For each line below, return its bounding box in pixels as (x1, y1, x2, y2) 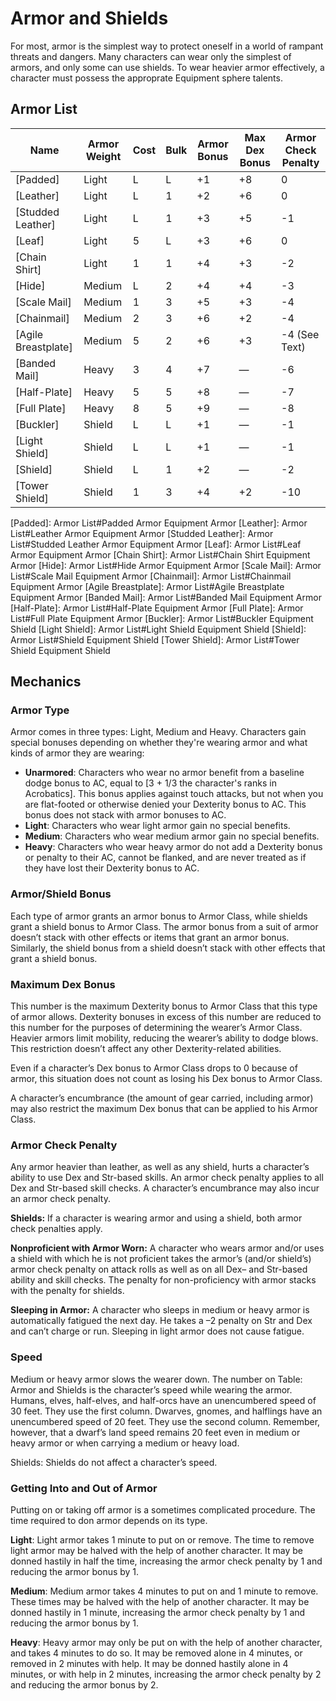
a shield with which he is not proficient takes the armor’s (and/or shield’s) (10, 1253, 312, 1265)
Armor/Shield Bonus (10, 887, 112, 901)
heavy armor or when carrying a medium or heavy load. (10, 1437, 240, 1449)
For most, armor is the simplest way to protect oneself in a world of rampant (10, 40, 324, 52)
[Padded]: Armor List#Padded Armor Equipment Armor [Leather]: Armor (10, 517, 308, 529)
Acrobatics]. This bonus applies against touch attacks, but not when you (24, 788, 324, 800)
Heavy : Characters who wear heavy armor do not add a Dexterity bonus (24, 841, 323, 853)
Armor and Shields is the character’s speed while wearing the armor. (10, 1383, 293, 1396)
